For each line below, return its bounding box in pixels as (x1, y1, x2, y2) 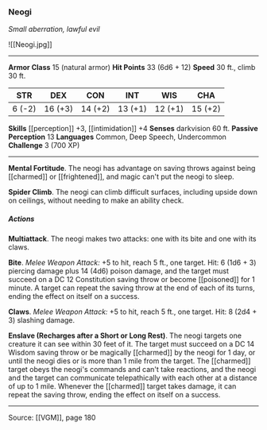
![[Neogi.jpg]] (8, 40, 53, 49)
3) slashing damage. (8, 316, 75, 325)
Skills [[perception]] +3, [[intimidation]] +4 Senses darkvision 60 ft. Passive (8, 124, 258, 134)
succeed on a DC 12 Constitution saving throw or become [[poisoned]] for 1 (8, 275, 256, 285)
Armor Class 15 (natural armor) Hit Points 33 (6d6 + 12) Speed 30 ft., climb (8, 63, 256, 72)
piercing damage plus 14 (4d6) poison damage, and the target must (8, 266, 229, 276)
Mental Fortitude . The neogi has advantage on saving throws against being (8, 164, 256, 173)
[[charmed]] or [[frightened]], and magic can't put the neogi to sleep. (8, 172, 234, 181)
